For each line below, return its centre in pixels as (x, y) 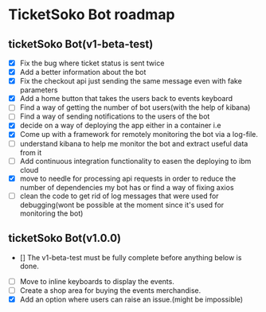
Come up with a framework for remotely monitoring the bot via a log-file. (139, 135)
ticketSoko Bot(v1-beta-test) (81, 44)
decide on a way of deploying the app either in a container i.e (120, 126)
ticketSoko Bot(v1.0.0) (65, 238)
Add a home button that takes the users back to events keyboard (126, 99)
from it (31, 152)
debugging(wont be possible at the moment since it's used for (122, 205)
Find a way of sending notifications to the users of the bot (115, 116)
